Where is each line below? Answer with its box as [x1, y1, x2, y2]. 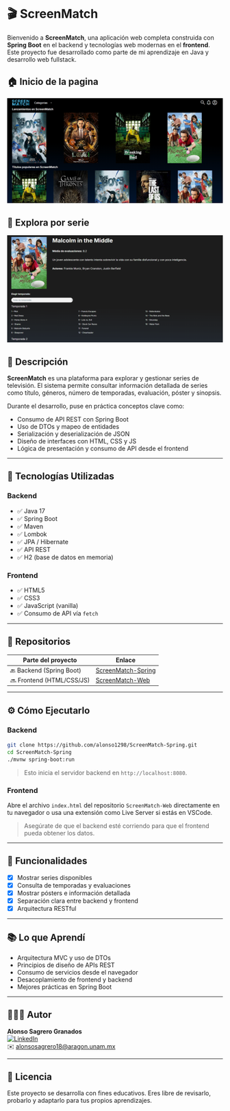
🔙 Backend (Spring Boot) [10, 666, 81, 674]
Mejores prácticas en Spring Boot [16, 982, 112, 991]
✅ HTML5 [16, 586, 45, 594]
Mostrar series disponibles [16, 873, 92, 881]
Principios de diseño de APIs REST [16, 961, 115, 969]
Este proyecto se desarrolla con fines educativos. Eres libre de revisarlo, [7, 1089, 211, 1097]
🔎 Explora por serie [7, 217, 90, 228]
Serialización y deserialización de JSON [16, 430, 130, 438]
